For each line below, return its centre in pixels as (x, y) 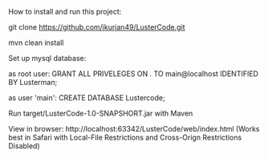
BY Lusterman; (33, 82)
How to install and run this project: (65, 12)
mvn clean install (36, 43)
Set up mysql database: (47, 58)
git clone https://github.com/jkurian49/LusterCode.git (97, 27)
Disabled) (24, 146)
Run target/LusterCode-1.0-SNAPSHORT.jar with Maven (101, 113)
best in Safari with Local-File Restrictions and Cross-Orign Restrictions (125, 137)
